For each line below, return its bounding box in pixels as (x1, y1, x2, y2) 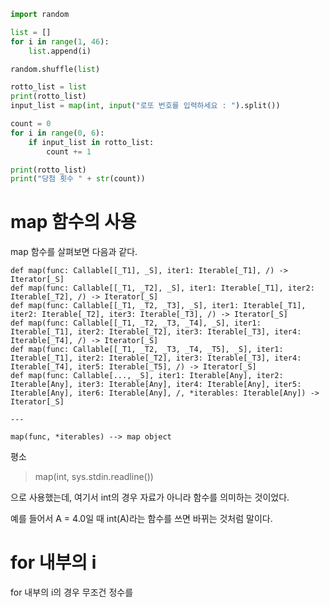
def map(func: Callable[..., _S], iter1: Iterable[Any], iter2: (10, 371, 284, 381)
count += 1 (46, 146, 92, 157)
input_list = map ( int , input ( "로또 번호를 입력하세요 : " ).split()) (10, 101, 281, 111)
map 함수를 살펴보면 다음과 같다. (10, 246, 138, 258)
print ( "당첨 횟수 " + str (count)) (10, 174, 146, 184)
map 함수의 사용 (10, 211, 137, 234)
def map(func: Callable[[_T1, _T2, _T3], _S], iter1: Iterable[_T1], (10, 301, 307, 311)
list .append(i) (28, 46, 92, 56)
